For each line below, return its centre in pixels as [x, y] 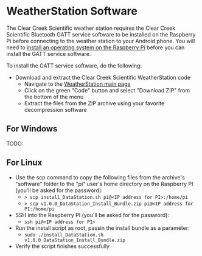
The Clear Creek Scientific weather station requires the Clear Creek [91, 28]
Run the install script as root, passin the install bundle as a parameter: [102, 228]
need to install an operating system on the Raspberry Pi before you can [96, 47]
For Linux [24, 163]
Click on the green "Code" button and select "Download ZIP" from [107, 90]
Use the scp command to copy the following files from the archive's [100, 177]
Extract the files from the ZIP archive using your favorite [94, 103]
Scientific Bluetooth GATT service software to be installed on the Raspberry [101, 34]
